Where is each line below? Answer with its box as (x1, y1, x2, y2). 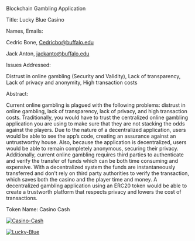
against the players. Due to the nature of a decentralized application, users (6, 127, 186, 133)
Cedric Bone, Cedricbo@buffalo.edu (6, 39, 94, 46)
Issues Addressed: (6, 61, 51, 68)
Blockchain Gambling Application (6, 5, 86, 12)
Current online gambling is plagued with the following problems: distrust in (6, 102, 186, 109)
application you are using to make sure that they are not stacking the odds (6, 120, 186, 127)
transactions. (6, 195, 38, 201)
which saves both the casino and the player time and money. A (6, 176, 158, 183)
